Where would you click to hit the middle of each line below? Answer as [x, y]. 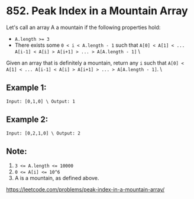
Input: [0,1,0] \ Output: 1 [41, 101]
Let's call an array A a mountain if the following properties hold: [83, 27]
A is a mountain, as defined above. [57, 178]
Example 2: [27, 120]
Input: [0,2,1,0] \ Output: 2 [43, 133]
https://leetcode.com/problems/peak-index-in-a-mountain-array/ [85, 190]
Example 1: [26, 88]
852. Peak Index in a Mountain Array [97, 11]
